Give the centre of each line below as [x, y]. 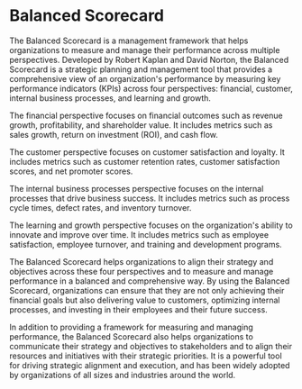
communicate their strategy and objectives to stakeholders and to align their [151, 346]
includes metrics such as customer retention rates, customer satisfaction [145, 161]
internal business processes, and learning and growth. [110, 98]
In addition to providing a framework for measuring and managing [132, 327]
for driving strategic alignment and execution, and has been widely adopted [150, 365]
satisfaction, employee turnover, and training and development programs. [146, 244]
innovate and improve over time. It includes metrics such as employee [139, 234]
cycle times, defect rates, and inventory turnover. [101, 207]
